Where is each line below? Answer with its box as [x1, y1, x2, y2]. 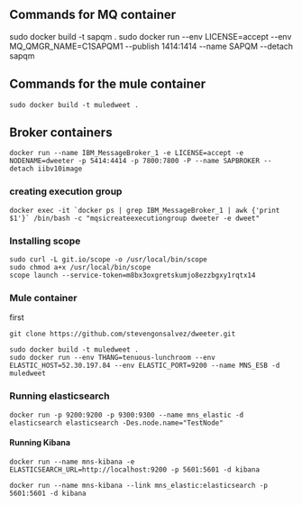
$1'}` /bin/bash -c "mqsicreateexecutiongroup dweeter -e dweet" [9, 214, 260, 223]
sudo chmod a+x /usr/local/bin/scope [9, 263, 151, 272]
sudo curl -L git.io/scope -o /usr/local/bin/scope [9, 255, 207, 264]
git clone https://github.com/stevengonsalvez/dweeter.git [9, 329, 236, 339]
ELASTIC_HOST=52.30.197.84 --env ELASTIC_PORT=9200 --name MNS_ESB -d [9, 361, 280, 371]
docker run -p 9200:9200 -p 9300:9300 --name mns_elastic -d [9, 410, 244, 419]
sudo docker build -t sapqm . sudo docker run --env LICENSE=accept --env [9, 31, 292, 41]
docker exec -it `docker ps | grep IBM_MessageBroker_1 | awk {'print [9, 206, 280, 215]
